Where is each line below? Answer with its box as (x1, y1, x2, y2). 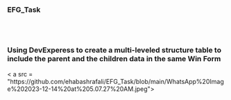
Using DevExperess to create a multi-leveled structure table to (7, 45, 222, 55)
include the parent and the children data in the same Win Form (7, 54, 221, 64)
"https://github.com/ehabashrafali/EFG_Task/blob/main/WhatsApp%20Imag (7, 77, 224, 85)
